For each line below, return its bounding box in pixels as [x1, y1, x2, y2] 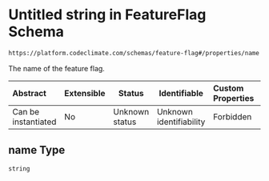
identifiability [156, 116, 206, 127]
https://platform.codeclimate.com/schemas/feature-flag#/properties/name [8, 49, 260, 57]
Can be [12, 106, 40, 117]
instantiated [12, 116, 57, 127]
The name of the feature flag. [8, 63, 106, 73]
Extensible [63, 87, 106, 99]
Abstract [12, 87, 46, 99]
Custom [213, 82, 244, 94]
